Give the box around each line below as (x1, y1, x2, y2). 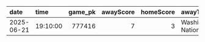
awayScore (101, 8, 135, 16)
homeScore (140, 8, 175, 16)
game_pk (68, 8, 96, 16)
